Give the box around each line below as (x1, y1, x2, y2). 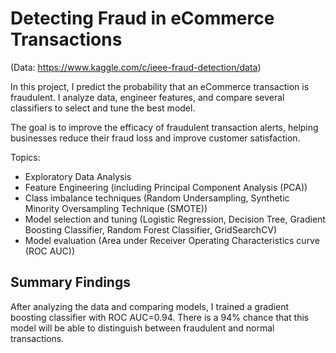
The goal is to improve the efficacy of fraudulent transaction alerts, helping (10, 121, 319, 133)
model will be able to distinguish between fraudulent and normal (10, 322, 275, 334)
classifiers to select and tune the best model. (10, 102, 196, 114)
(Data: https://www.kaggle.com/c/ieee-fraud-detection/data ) (10, 61, 262, 73)
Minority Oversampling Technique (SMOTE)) (24, 202, 208, 214)
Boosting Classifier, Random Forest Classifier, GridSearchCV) (24, 223, 278, 236)
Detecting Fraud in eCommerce (10, 7, 275, 30)
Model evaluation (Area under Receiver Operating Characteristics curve (24, 234, 320, 246)
